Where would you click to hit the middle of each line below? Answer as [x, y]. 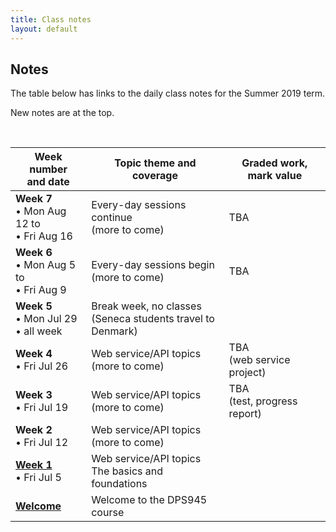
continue [112, 218]
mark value [275, 176]
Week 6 [34, 253]
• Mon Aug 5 [46, 265]
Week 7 [34, 199]
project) [247, 373]
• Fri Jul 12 [42, 443]
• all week [39, 331]
